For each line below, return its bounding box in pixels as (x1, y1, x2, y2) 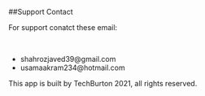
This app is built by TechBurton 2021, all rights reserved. (8, 79, 198, 88)
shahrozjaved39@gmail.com (20, 55, 116, 63)
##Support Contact (8, 7, 73, 16)
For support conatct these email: (8, 23, 118, 32)
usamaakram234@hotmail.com (20, 63, 125, 72)
